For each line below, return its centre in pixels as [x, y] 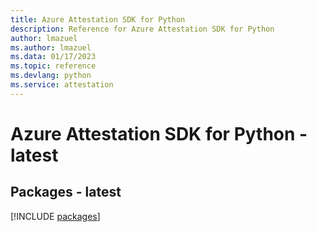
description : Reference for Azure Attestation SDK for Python [142, 29]
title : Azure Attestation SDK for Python [98, 19]
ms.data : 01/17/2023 [53, 57]
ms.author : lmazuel [51, 47]
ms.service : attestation [62, 85]
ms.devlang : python [51, 76]
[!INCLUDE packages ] [55, 216]
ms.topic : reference [53, 66]
